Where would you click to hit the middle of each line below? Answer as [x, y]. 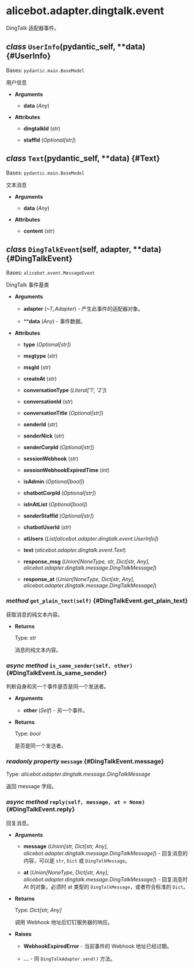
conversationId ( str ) [48, 401]
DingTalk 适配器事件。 [33, 28]
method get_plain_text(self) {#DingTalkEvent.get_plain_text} [97, 601]
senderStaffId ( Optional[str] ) [58, 516]
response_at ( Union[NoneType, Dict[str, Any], [79, 580]
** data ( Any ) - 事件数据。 [54, 321]
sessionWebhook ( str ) [51, 459]
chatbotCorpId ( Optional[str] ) [60, 493]
